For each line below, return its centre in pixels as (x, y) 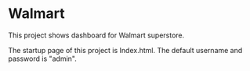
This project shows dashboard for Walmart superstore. (96, 35)
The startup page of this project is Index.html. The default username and (125, 50)
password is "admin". (42, 59)
